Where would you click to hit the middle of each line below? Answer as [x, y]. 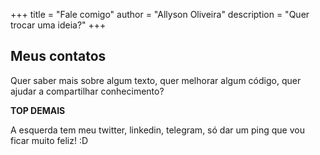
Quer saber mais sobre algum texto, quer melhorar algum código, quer [156, 80]
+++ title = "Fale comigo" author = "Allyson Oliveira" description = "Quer [160, 14]
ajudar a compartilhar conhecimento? [87, 91]
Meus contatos [58, 56]
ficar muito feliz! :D [49, 140]
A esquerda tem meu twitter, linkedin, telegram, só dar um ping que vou [157, 130]
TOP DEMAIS [38, 110]
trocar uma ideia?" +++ [58, 25]
